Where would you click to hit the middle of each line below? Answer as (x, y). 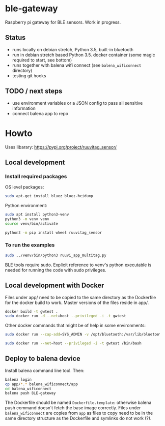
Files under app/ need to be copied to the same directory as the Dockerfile (81, 297)
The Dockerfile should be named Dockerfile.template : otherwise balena (78, 403)
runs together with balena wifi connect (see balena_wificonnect (77, 65)
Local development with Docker (55, 286)
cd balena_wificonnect (28, 389)
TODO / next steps (34, 91)
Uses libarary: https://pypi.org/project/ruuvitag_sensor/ (61, 147)
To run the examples (30, 245)
